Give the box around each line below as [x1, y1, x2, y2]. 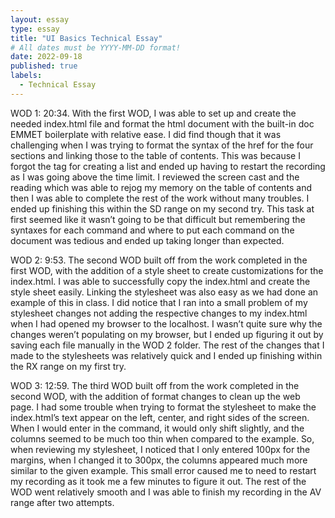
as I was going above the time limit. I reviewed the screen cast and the [10, 171, 300, 183]
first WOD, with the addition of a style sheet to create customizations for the [10, 264, 324, 276]
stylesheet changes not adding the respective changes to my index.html [10, 307, 308, 319]
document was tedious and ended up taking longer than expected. [10, 234, 285, 246]
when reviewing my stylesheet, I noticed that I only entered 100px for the [10, 443, 311, 455]
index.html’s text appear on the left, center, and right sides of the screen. [10, 411, 310, 423]
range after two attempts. [10, 496, 115, 508]
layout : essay [10, 14, 70, 25]
